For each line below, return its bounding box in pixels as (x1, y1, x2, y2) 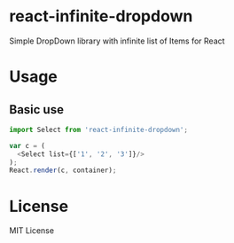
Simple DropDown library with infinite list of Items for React (9, 35, 225, 46)
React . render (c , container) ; (9, 166, 117, 175)
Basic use (9, 102, 65, 117)
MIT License (9, 225, 55, 236)
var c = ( (9, 141, 46, 150)
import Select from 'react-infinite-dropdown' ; (9, 125, 189, 134)
